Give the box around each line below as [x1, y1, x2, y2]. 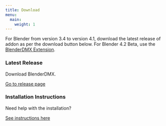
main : [10, 17, 22, 22]
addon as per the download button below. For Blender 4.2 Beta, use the [5, 41, 156, 47]
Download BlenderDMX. [5, 71, 56, 77]
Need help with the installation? [5, 105, 72, 111]
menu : [5, 12, 17, 17]
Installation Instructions [5, 93, 66, 100]
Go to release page [5, 81, 46, 87]
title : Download [5, 7, 40, 13]
